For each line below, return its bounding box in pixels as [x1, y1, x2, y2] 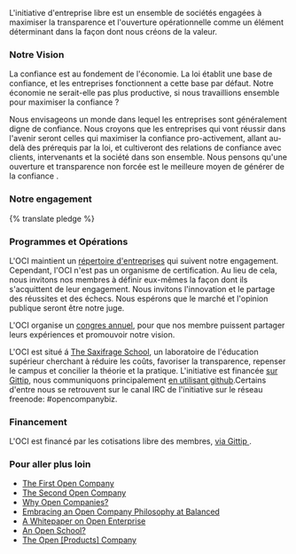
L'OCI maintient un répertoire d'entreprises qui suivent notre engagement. [9, 255, 279, 265]
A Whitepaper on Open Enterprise [21, 516, 146, 526]
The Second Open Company [21, 487, 127, 498]
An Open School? [21, 526, 86, 536]
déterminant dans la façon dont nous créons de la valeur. [9, 27, 218, 36]
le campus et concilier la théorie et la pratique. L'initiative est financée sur [9, 365, 278, 376]
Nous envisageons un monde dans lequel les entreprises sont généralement [9, 115, 288, 125]
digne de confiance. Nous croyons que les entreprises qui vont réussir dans [9, 123, 286, 134]
